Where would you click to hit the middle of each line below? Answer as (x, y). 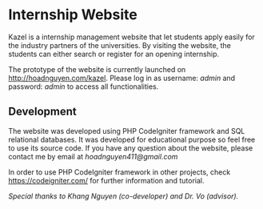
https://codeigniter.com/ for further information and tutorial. (106, 180)
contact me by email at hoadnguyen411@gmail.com (93, 156)
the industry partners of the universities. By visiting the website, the (120, 45)
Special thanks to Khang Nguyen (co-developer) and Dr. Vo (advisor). (124, 196)
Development (43, 112)
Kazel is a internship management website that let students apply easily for (132, 37)
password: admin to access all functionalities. (84, 86)
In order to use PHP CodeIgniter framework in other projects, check (120, 172)
